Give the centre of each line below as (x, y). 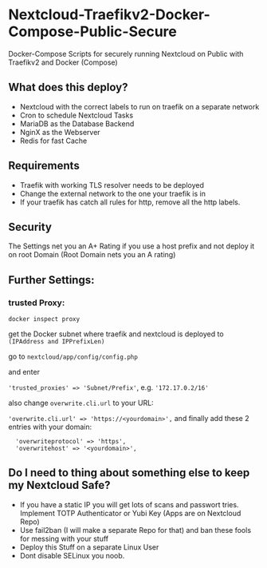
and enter (24, 372)
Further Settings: (51, 280)
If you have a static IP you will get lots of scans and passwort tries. (129, 504)
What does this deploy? (68, 87)
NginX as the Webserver (60, 132)
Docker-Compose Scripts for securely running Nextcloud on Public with (126, 54)
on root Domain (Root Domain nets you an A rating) (92, 255)
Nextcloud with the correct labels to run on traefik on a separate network (139, 106)
